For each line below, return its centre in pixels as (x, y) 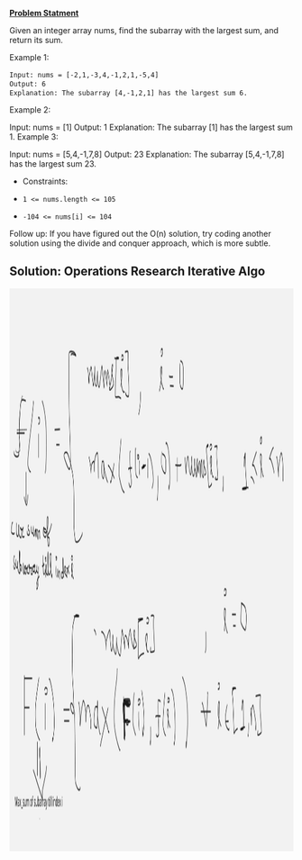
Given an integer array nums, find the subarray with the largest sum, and (144, 30)
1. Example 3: (34, 137)
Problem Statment (44, 13)
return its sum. (36, 40)
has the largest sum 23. (53, 164)
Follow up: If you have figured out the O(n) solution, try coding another (141, 234)
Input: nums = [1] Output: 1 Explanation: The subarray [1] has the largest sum (151, 127)
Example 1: (29, 57)
